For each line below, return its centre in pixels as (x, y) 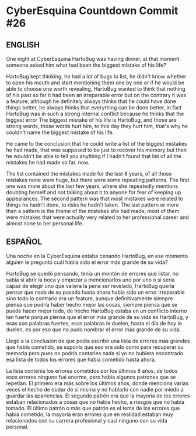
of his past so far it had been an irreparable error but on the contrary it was (96, 95)
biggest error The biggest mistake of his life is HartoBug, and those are (91, 120)
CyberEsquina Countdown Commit (92, 11)
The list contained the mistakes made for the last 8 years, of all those (89, 174)
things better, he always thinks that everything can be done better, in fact (94, 107)
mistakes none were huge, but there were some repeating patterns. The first (98, 180)
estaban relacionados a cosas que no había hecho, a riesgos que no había (95, 401)
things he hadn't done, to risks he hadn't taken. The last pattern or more (92, 205)
